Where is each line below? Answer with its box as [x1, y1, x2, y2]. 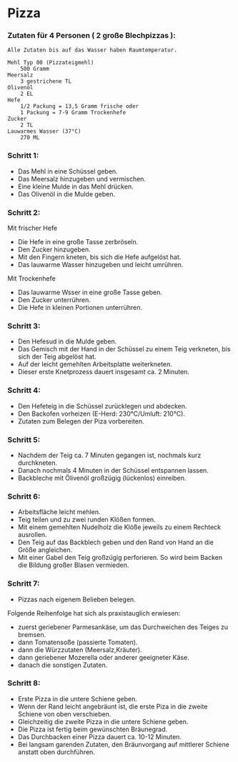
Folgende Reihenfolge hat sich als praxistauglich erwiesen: [7, 608, 181, 617]
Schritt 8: [7, 678, 41, 688]
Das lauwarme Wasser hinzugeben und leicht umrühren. [17, 261, 184, 269]
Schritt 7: [7, 578, 40, 588]
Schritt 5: [7, 434, 41, 444]
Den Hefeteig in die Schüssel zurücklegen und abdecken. [17, 401, 187, 410]
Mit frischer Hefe [7, 224, 58, 233]
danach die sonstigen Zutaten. [17, 661, 108, 669]
